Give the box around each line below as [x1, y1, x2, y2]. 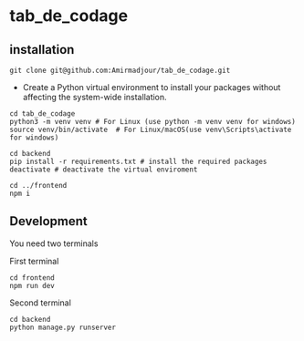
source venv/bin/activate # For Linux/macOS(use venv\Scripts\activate [9, 125, 292, 134]
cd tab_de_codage [9, 109, 76, 119]
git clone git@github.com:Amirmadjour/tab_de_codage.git [9, 66, 231, 75]
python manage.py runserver [9, 323, 117, 332]
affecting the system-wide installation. [22, 92, 167, 102]
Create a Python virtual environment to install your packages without [22, 82, 281, 92]
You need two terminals [9, 238, 99, 249]
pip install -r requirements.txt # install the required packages [9, 157, 267, 166]
